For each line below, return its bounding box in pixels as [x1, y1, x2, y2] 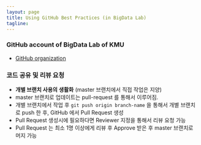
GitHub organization [15, 54, 66, 62]
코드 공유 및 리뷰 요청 [6, 71, 64, 80]
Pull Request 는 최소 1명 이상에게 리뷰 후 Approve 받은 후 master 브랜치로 [15, 124, 194, 132]
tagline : [6, 20, 29, 26]
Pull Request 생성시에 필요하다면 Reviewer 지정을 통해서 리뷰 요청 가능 [15, 116, 186, 124]
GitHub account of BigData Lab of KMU [6, 40, 124, 49]
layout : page [6, 9, 40, 15]
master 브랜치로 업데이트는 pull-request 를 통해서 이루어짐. [15, 93, 159, 101]
